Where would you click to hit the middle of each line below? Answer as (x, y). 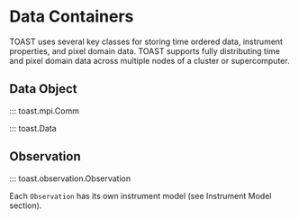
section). (26, 205)
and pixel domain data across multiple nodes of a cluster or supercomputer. (149, 60)
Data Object (43, 89)
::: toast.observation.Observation (70, 178)
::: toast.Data (33, 128)
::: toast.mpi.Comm (44, 111)
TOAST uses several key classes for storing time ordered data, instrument (146, 41)
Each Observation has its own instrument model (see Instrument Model (140, 196)
